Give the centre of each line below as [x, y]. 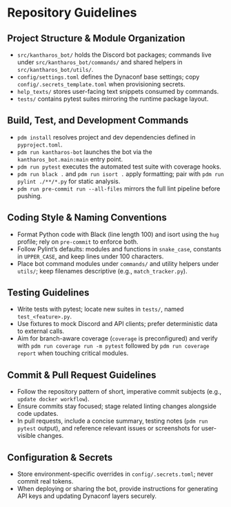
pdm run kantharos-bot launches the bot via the [85, 152]
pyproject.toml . [40, 144]
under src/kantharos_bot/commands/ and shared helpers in [100, 62]
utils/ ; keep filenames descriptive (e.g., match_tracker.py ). [102, 271]
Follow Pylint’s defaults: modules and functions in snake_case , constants [119, 249]
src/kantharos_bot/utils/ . [55, 69]
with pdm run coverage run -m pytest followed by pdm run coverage [113, 346]
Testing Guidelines [48, 293]
